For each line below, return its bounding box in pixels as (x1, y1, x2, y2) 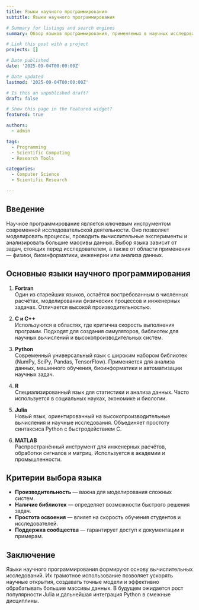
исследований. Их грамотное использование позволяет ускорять (6, 572, 174, 579)
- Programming (11, 144, 46, 150)
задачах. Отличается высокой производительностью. (14, 304, 152, 311)
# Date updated (6, 74, 44, 80)
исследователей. (14, 520, 58, 527)
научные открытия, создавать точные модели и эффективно (6, 579, 159, 586)
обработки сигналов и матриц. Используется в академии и (14, 449, 166, 456)
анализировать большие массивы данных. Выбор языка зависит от (6, 239, 177, 246)
